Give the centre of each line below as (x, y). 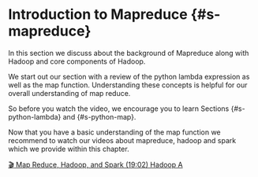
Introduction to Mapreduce (98, 15)
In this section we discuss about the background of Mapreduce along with (129, 53)
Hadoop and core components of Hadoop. (77, 61)
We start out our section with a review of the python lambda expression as (129, 76)
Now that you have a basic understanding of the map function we (114, 132)
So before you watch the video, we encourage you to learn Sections (119, 109)
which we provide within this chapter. (69, 149)
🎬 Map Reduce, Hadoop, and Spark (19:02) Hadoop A (95, 164)
